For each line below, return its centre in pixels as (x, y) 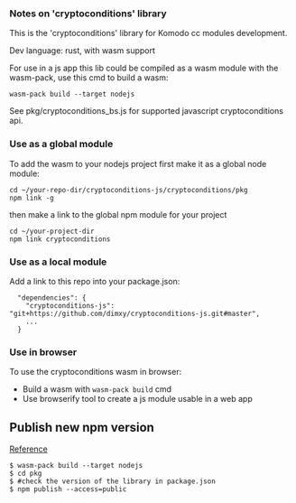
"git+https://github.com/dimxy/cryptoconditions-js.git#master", (134, 313)
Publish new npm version (82, 427)
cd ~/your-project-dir (52, 231)
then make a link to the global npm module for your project (118, 214)
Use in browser (43, 352)
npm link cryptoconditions (60, 239)
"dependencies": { (52, 298)
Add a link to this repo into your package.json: (95, 281)
